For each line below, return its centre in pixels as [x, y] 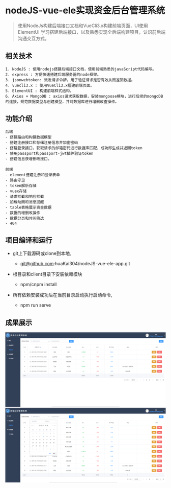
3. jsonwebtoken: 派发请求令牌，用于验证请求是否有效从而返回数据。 [70, 80]
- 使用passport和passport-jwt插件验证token [49, 153]
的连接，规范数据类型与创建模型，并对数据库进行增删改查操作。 [62, 102]
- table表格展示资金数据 [28, 207]
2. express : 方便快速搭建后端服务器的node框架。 [53, 75]
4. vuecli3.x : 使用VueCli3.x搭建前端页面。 [50, 85]
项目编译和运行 [29, 240]
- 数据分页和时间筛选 [25, 218]
